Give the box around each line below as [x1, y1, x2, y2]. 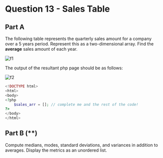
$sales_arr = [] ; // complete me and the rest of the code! [14, 102, 139, 107]
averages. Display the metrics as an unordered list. [5, 147, 107, 153]
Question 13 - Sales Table [5, 3, 110, 15]
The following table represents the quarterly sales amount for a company [5, 36, 152, 41]
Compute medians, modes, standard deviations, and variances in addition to [5, 142, 158, 148]
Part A [5, 23, 24, 31]
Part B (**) [5, 129, 38, 138]
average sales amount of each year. [5, 46, 78, 52]
